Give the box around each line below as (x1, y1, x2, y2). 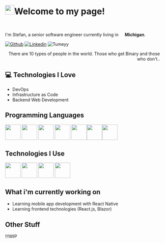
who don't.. (137, 56, 160, 61)
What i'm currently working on (5, 187, 101, 196)
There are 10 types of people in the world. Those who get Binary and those (8, 51, 160, 57)
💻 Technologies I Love (5, 71, 76, 79)
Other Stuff (5, 220, 40, 229)
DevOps (12, 86, 29, 92)
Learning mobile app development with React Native (12, 201, 118, 207)
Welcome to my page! (14, 6, 105, 17)
